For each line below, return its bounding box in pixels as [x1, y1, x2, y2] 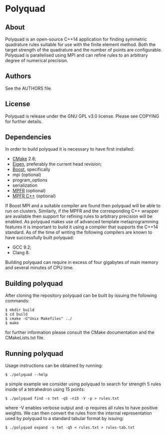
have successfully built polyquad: [5, 235, 74, 241]
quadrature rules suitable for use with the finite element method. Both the [5, 42, 156, 48]
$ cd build [5, 312, 28, 317]
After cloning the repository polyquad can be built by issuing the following [5, 292, 157, 298]
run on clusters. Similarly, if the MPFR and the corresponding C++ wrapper [5, 208, 159, 214]
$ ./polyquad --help [5, 372, 48, 377]
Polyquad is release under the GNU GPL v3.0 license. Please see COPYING [5, 113, 160, 119]
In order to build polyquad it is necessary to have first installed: [5, 146, 135, 152]
